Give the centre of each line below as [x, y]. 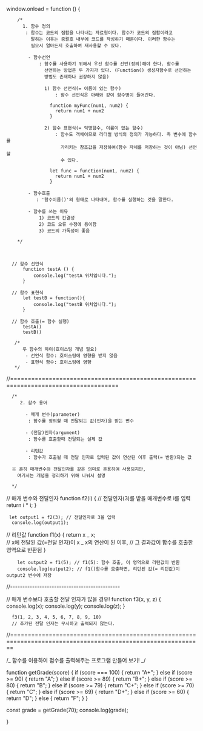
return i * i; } [22, 505]
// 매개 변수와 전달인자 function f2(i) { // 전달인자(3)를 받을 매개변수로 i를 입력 [98, 498]
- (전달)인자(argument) [53, 433]
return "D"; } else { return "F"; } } [47, 698]
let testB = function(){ [54, 298]
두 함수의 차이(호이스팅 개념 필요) [60, 349]
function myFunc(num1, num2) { [89, 106]
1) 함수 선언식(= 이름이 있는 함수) [83, 89]
